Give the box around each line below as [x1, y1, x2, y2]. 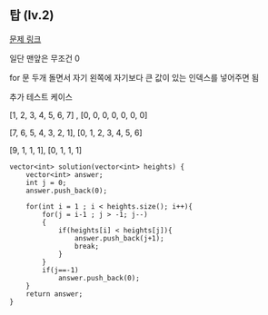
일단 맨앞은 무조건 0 [9, 53, 80, 64]
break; [74, 241, 100, 251]
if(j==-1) [42, 265, 79, 274]
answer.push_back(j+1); [74, 233, 165, 242]
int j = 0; [25, 178, 67, 187]
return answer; [25, 289, 84, 299]
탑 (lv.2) [9, 7, 55, 24]
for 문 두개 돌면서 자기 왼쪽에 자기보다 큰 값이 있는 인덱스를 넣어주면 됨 [9, 72, 260, 83]
